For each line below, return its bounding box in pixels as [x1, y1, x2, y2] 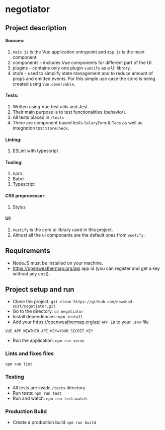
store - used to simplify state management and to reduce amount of [12, 70, 153, 76]
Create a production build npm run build [12, 419, 97, 425]
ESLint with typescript [12, 148, 58, 154]
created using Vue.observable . [12, 81, 75, 87]
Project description [5, 24, 67, 32]
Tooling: [5, 159, 23, 165]
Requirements [5, 247, 50, 255]
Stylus [12, 204, 26, 210]
